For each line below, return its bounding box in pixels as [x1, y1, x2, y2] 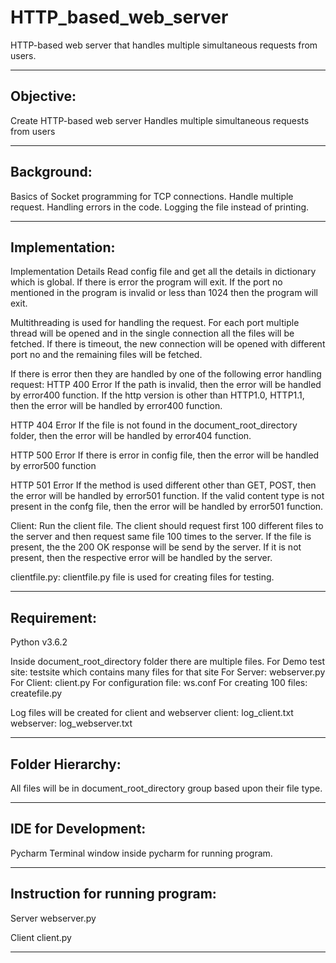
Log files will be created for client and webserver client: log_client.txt [10, 707, 294, 719]
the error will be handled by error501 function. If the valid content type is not [10, 490, 325, 502]
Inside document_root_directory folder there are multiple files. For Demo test [10, 656, 326, 668]
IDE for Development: [10, 821, 147, 838]
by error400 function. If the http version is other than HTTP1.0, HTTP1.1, [10, 389, 305, 401]
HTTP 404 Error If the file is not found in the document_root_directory [10, 419, 298, 431]
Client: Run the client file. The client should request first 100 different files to [10, 520, 324, 532]
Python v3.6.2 [10, 636, 68, 648]
